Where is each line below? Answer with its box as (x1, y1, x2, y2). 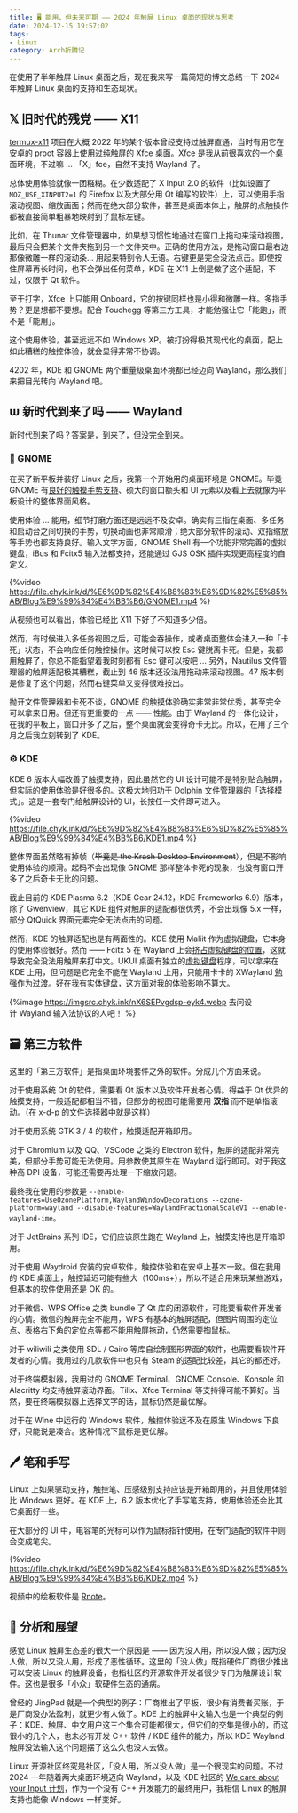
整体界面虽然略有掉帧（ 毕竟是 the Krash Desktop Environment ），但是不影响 (9, 851, 286, 862)
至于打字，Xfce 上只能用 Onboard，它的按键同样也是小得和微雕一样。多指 (9, 293, 280, 303)
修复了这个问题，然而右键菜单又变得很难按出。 (16, 678, 188, 689)
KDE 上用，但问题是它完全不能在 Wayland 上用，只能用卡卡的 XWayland (9, 967, 273, 978)
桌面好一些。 (16, 1505, 64, 1517)
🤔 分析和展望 (9, 1620, 78, 1635)
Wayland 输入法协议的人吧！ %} (19, 1008, 137, 1019)
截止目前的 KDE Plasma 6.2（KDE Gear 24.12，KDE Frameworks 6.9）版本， (9, 892, 288, 903)
